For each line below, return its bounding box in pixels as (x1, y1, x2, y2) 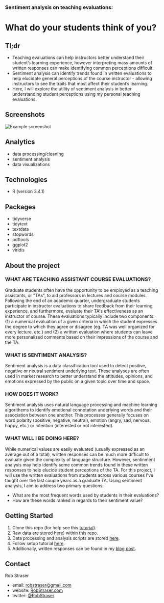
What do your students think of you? (5, 22, 157, 33)
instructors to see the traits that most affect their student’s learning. (12, 81, 148, 86)
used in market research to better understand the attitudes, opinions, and (5, 373, 153, 379)
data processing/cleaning (12, 151, 64, 157)
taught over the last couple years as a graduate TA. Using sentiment (5, 477, 142, 483)
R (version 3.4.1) (12, 189, 45, 194)
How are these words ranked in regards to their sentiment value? (12, 497, 143, 503)
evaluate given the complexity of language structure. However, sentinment (5, 456, 155, 463)
